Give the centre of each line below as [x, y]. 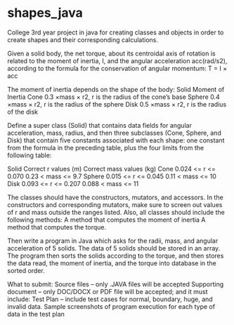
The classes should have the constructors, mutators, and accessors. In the [115, 197]
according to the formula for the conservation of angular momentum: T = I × [117, 68]
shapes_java [45, 13]
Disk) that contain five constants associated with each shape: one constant [116, 140]
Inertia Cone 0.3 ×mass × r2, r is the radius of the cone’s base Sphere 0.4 [113, 97]
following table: [30, 155]
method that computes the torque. [57, 227]
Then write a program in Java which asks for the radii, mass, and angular [113, 241]
